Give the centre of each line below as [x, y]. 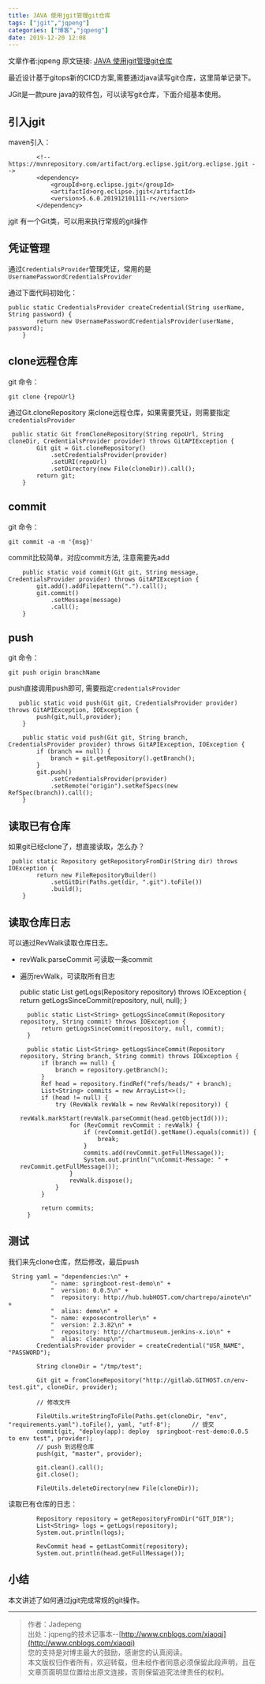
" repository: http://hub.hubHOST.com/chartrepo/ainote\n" [151, 1297]
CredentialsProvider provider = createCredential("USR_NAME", [141, 1345]
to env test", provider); [50, 1438]
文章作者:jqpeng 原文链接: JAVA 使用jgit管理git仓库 [90, 61]
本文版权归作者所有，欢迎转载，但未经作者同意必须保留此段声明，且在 [142, 1662]
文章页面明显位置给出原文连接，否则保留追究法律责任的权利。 [128, 1672]
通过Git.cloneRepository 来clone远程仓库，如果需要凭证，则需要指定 [119, 412]
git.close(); [58, 1474]
